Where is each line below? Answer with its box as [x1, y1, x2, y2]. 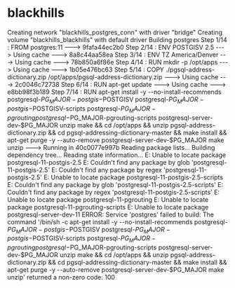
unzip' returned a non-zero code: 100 [7, 273, 116, 282]
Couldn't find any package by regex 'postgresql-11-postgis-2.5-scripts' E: [7, 188, 220, 196]
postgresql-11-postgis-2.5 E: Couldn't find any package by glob [7, 158, 191, 166]
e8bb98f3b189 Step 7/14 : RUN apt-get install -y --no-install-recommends [7, 88, 222, 96]
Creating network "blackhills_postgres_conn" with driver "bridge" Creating [7, 28, 223, 36]
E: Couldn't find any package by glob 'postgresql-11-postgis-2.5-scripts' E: [7, 180, 223, 188]
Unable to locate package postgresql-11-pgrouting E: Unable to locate [7, 195, 209, 204]
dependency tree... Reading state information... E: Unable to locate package [7, 151, 227, 159]
